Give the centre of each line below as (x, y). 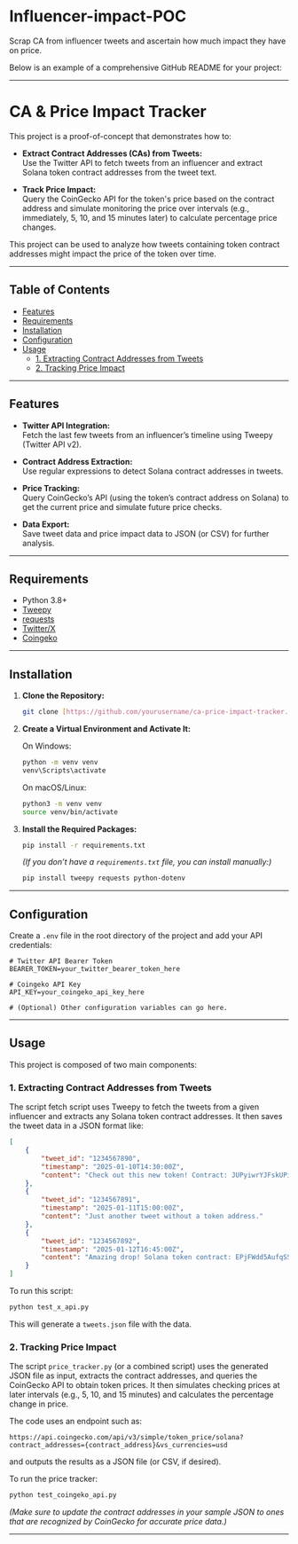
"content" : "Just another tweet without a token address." (153, 1217)
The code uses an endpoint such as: (76, 1422)
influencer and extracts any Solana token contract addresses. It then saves (146, 1117)
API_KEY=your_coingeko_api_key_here (77, 992)
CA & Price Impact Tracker (108, 112)
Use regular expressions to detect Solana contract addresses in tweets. (153, 471)
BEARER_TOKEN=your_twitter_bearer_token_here (94, 969)
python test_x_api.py (49, 1307)
